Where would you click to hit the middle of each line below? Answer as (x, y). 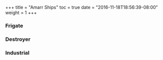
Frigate (14, 26)
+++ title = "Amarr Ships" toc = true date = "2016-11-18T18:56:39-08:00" (82, 7)
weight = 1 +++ (21, 13)
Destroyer (18, 39)
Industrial (17, 52)
